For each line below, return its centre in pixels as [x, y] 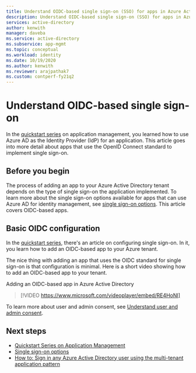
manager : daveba [26, 33]
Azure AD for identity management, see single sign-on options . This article [96, 204]
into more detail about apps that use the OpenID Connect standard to [89, 147]
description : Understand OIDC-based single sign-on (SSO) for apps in [94, 17]
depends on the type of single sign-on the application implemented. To [91, 191]
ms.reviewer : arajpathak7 [37, 71]
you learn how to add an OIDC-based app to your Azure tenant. [82, 248]
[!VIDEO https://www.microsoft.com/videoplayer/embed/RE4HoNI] [100, 295]
